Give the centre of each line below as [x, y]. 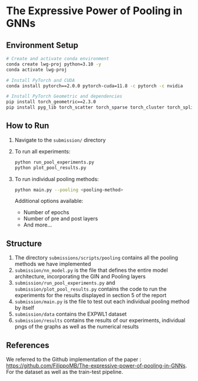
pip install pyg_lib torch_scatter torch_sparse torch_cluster [85, 107]
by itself [24, 308]
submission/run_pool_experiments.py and [65, 283]
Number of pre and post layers [61, 219]
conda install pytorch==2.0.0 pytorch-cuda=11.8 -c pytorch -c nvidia [95, 86]
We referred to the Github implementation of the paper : [74, 359]
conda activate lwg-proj [37, 70]
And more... [37, 225]
